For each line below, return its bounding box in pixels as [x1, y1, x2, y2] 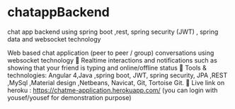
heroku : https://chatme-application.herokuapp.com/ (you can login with [7, 86, 218, 94]
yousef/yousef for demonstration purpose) [7, 93, 132, 102]
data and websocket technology [7, 34, 101, 43]
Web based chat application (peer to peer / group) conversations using [7, 49, 214, 57]
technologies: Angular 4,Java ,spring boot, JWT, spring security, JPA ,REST [7, 71, 228, 79]
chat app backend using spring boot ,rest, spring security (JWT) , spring [7, 27, 219, 36]
